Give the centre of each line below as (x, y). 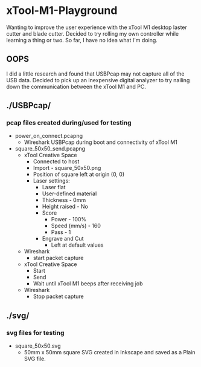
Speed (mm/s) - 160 (76, 226)
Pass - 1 (61, 232)
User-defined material (69, 193)
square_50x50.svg (38, 346)
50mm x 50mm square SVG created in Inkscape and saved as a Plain (110, 352)
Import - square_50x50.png (67, 168)
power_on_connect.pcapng (49, 136)
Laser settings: (52, 181)
